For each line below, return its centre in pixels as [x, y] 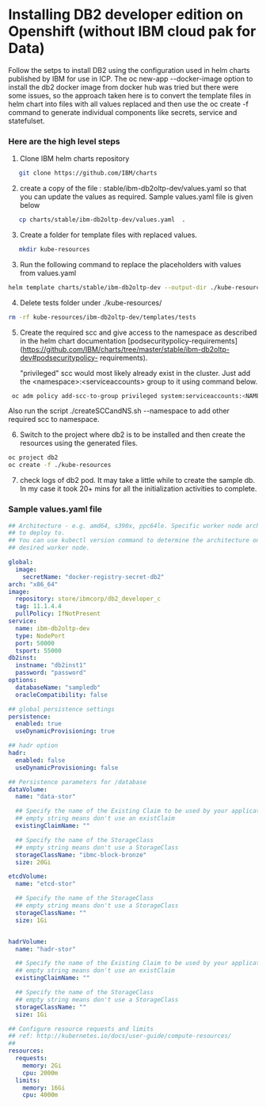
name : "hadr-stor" [46, 949]
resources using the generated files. [79, 443]
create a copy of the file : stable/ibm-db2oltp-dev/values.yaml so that [133, 189]
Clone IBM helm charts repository [74, 159]
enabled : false [40, 760]
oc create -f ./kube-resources [60, 465]
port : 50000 [35, 643]
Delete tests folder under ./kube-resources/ [91, 302]
